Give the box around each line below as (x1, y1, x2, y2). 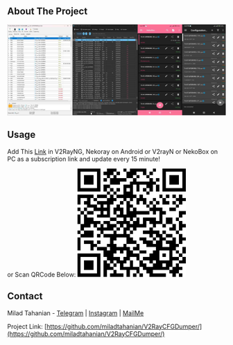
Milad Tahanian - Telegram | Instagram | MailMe (7, 308, 144, 317)
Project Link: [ (7, 322, 47, 330)
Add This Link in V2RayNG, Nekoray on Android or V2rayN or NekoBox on (7, 147, 218, 155)
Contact (7, 290, 43, 302)
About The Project (7, 6, 88, 17)
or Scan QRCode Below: (7, 270, 76, 278)
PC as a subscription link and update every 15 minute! (7, 154, 161, 163)
